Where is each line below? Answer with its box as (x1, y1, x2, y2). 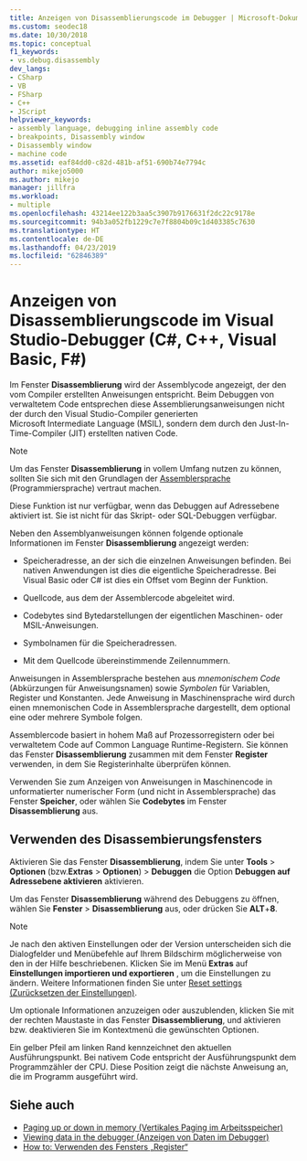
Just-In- (259, 418, 290, 430)
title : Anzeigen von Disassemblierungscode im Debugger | (9, 13, 235, 23)
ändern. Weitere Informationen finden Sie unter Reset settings (9, 977, 242, 988)
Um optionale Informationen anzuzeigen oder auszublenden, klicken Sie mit (9, 1005, 294, 1016)
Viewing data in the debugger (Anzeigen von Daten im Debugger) (22, 1131, 270, 1143)
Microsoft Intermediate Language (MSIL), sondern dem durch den (9, 418, 258, 430)
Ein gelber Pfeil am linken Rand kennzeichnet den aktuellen (9, 1041, 232, 1052)
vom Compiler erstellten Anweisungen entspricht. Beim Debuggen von (9, 389, 274, 400)
